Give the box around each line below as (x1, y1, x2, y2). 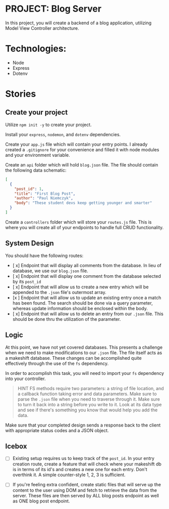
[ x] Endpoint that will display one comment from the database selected (12, 273, 161, 279)
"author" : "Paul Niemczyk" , (14, 196, 73, 201)
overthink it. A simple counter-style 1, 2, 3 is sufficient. (12, 472, 126, 478)
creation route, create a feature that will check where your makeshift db (12, 461, 161, 467)
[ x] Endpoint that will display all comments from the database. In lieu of (12, 262, 161, 268)
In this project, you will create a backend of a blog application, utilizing (5, 20, 152, 26)
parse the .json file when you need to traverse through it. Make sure (17, 396, 160, 402)
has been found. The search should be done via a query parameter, (12, 300, 153, 306)
